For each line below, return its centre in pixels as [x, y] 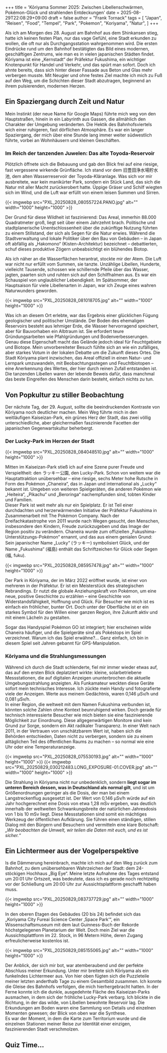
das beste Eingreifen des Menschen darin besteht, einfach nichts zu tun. [80, 379]
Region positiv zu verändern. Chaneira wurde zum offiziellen [67, 531]
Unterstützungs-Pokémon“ [33, 537]
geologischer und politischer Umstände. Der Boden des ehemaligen [75, 321]
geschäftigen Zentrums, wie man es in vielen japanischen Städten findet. [80, 54]
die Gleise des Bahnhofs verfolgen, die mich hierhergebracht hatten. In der [82, 986]
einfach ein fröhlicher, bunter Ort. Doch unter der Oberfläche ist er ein [77, 607]
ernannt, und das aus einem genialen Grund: [107, 537]
